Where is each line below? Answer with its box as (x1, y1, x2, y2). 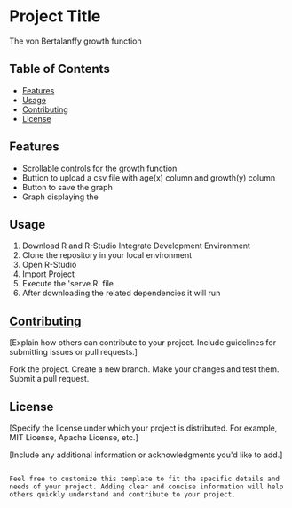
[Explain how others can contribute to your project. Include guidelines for (9, 337, 277, 348)
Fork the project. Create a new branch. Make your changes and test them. (9, 364, 280, 375)
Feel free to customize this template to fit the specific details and (9, 474, 280, 483)
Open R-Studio (21, 260, 77, 270)
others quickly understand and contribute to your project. (9, 490, 237, 499)
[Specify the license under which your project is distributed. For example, (9, 423, 278, 433)
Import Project (21, 269, 75, 279)
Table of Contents (9, 61, 111, 77)
